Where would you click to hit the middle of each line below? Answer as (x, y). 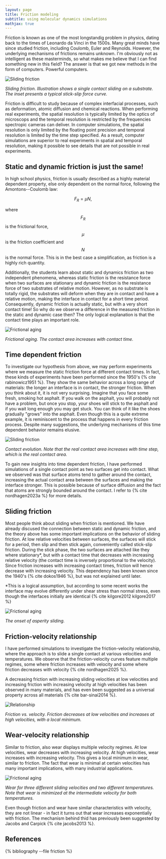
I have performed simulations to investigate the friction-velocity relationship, (83, 648)
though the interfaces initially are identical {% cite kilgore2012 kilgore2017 (80, 596)
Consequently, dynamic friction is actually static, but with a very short (76, 304)
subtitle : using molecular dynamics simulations (56, 19)
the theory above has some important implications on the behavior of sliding (83, 534)
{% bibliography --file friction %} (39, 851)
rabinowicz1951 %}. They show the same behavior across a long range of (80, 383)
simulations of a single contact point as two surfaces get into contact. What (82, 469)
